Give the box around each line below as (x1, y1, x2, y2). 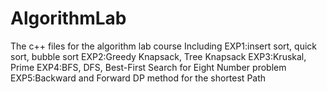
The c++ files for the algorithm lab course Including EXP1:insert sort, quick (10, 40, 317, 52)
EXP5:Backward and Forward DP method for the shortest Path (10, 72, 267, 84)
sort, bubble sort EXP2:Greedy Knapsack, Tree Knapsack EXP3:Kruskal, (10, 50, 307, 62)
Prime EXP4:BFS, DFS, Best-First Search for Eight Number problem (10, 61, 287, 73)
